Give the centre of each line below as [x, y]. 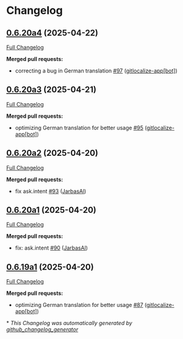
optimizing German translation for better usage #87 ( [81, 305]
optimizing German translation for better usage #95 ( [81, 128]
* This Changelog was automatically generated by [69, 323]
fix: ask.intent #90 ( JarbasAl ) [51, 248]
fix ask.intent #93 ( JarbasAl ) [51, 191]
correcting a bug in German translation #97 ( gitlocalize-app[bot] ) [96, 71]
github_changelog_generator [42, 329]
